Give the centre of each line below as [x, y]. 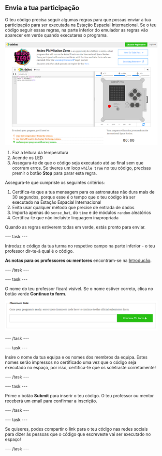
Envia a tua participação [42, 8]
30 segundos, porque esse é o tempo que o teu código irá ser [74, 197]
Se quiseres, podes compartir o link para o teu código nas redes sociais [76, 429]
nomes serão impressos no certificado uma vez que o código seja [71, 362]
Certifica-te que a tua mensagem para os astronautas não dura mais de [83, 192]
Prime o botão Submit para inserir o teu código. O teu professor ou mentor [80, 396]
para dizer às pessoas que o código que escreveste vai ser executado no [78, 434]
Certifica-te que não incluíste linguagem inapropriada [65, 217]
